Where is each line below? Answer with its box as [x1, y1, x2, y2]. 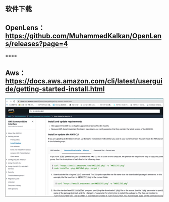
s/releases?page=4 [5, 39, 68, 48]
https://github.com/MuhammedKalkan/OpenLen [5, 32, 162, 40]
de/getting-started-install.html [5, 84, 105, 93]
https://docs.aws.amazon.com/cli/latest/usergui [5, 77, 163, 85]
